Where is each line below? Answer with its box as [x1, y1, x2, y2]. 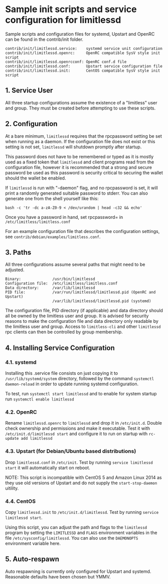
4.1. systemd [5, 359, 37, 366]
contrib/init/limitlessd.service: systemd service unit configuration [5, 46, 163, 51]
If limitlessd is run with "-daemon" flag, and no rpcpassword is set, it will [5, 185, 158, 191]
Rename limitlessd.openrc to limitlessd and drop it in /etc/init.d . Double [5, 420, 162, 426]
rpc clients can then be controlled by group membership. [5, 329, 123, 335]
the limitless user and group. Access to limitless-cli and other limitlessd [5, 324, 161, 330]
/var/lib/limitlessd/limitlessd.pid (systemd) [52, 299, 151, 304]
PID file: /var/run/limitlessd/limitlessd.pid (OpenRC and [5, 290, 156, 295]
